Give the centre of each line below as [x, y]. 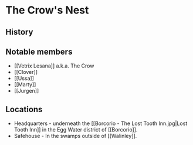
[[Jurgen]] [26, 91]
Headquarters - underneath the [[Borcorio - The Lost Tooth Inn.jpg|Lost [101, 123]
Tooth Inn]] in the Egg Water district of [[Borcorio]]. [76, 130]
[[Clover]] [26, 72]
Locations [24, 109]
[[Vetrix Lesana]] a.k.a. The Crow [54, 66]
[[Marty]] [25, 85]
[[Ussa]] [24, 78]
